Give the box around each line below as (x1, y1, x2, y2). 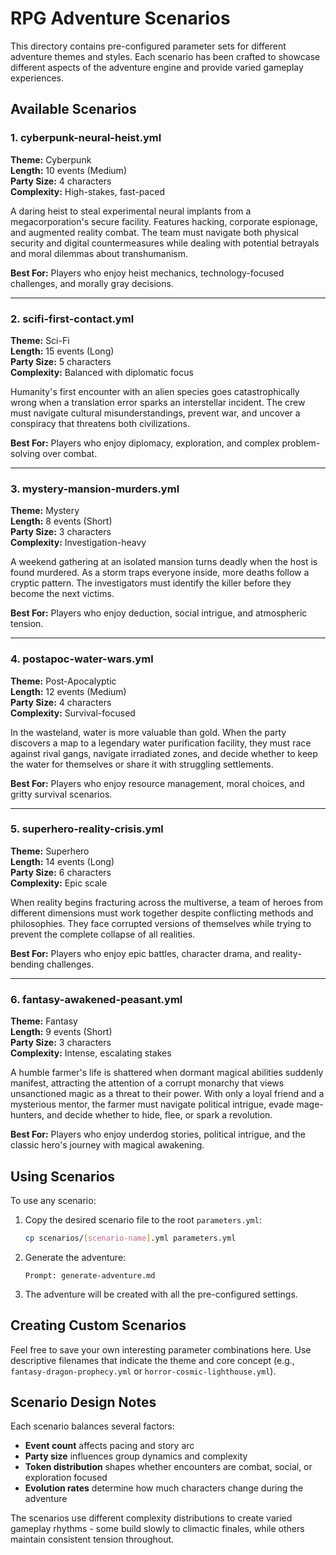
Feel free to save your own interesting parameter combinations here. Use (10, 1343, 312, 1356)
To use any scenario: (10, 1194, 97, 1206)
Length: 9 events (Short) (10, 1026, 113, 1038)
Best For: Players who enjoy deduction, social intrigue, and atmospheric (10, 607, 308, 619)
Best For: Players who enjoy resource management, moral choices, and (10, 777, 305, 789)
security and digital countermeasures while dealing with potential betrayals (10, 237, 320, 249)
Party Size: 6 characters (10, 866, 112, 878)
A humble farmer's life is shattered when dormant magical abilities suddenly (10, 1067, 324, 1079)
